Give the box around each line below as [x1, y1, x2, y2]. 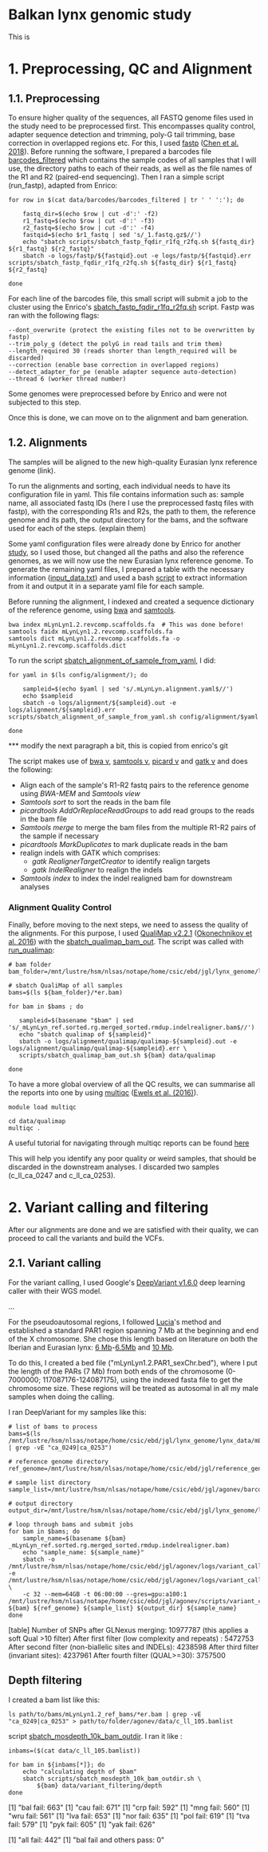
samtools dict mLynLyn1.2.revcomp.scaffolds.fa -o [8, 634, 180, 643]
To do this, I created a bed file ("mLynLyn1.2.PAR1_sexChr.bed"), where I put [8, 1357, 258, 1367]
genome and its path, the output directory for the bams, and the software [8, 514, 249, 524]
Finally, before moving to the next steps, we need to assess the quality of [8, 920, 249, 930]
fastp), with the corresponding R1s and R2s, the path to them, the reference [8, 506, 257, 516]
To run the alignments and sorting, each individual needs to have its [8, 481, 231, 491]
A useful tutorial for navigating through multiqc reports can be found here [8, 1138, 250, 1148]
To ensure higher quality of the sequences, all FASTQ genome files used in [8, 112, 254, 122]
